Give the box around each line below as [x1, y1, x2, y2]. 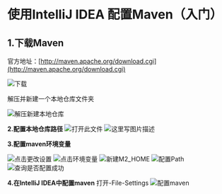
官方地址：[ [7, 57, 41, 65]
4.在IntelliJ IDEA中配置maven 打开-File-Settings [7, 178, 149, 187]
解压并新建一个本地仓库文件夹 [7, 95, 94, 103]
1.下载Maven [7, 37, 64, 49]
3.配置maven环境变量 [7, 139, 71, 148]
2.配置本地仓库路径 [7, 125, 64, 133]
